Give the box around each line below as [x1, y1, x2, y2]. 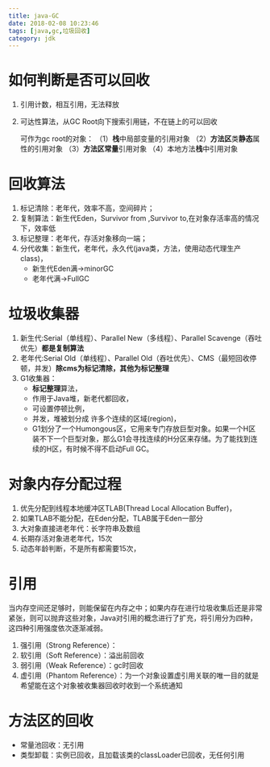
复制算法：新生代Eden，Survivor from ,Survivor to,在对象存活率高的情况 [19, 214, 260, 223]
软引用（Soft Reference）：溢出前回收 [19, 650, 144, 660]
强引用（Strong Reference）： [19, 640, 118, 649]
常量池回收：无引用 [19, 740, 85, 749]
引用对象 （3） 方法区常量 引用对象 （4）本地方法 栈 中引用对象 [34, 144, 239, 154]
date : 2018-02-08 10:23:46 [8, 19, 99, 27]
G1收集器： [19, 374, 57, 383]
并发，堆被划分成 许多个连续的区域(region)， [31, 414, 181, 424]
